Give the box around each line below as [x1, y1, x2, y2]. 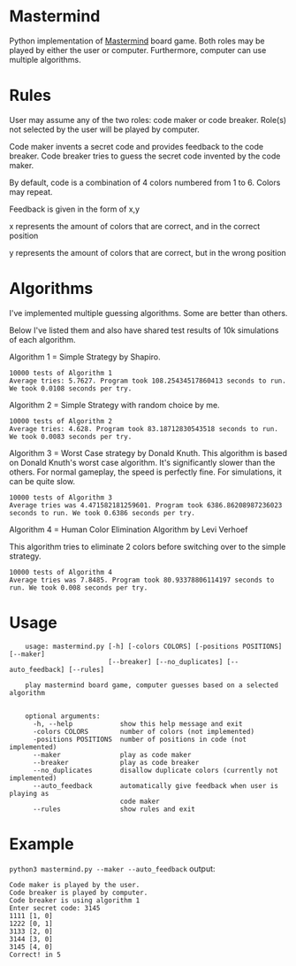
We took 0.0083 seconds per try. [9, 432, 133, 441]
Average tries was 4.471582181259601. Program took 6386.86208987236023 [9, 500, 283, 510]
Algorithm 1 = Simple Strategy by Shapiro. [9, 352, 161, 362]
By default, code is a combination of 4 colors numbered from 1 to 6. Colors [9, 177, 281, 188]
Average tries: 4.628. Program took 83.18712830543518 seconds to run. [9, 424, 278, 433]
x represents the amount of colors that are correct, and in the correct [9, 220, 261, 231]
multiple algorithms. [9, 54, 81, 65]
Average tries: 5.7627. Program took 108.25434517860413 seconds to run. [9, 376, 287, 385]
